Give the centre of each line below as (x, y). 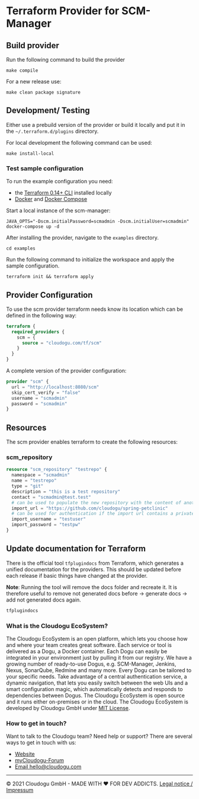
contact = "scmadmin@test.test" (52, 497)
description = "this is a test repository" (66, 491)
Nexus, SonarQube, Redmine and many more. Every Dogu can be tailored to (99, 670)
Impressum (20, 790)
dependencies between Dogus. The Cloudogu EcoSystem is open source (96, 695)
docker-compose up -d (33, 227)
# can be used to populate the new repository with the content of (97, 502)
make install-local (30, 153)
